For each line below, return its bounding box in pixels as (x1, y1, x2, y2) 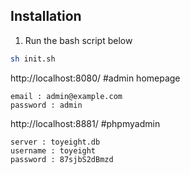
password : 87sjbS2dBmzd (10, 154, 114, 164)
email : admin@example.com (10, 91, 123, 101)
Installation (10, 8, 82, 25)
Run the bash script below (24, 34, 133, 46)
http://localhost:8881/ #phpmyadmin (10, 117, 161, 129)
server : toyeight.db (10, 137, 101, 147)
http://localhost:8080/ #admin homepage (10, 72, 181, 84)
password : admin (10, 100, 83, 110)
